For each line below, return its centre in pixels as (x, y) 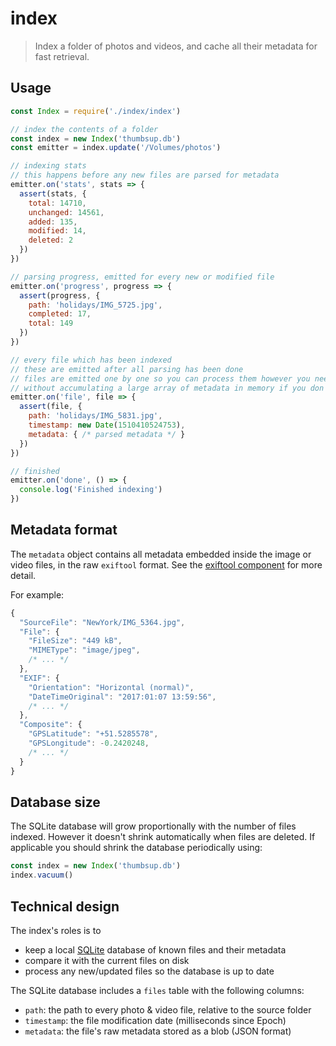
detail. (23, 575)
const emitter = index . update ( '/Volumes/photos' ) (116, 148)
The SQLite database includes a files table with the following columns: (157, 990)
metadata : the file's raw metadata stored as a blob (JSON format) (158, 1031)
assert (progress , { (60, 295)
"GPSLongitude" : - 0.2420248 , (89, 743)
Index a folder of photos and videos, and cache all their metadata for (176, 46)
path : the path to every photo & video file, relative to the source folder (168, 1009)
